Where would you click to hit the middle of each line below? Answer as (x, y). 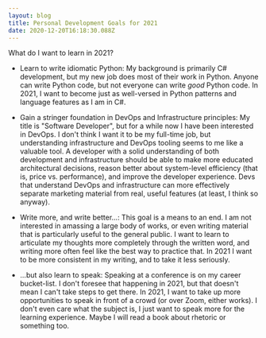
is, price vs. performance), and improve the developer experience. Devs (137, 177)
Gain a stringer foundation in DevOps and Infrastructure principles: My (135, 118)
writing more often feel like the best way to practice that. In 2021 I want (136, 251)
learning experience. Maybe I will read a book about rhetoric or (123, 317)
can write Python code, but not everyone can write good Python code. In (139, 85)
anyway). (35, 202)
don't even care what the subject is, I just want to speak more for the (132, 309)
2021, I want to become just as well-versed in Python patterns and (128, 94)
